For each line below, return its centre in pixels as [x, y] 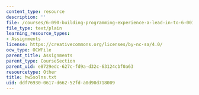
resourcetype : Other [32, 72]
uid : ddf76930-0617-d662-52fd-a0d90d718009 [61, 83]
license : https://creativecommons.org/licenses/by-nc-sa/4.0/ [84, 45]
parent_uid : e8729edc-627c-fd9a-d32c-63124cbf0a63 [70, 66]
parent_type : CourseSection [41, 61]
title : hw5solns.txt [32, 77]
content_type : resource [36, 12]
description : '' [26, 17]
